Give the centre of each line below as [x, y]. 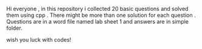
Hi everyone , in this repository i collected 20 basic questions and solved [97, 9]
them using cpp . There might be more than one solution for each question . [101, 15]
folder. [14, 28]
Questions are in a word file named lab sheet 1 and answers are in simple [97, 21]
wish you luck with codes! [39, 40]
